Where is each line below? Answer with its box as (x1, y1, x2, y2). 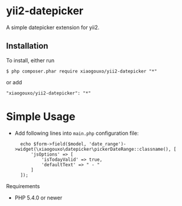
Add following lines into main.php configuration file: (14, 129, 139, 137)
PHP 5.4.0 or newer (14, 194, 63, 201)
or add (6, 78, 22, 85)
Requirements (6, 182, 40, 189)
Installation (6, 41, 48, 51)
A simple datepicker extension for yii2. (6, 24, 100, 31)
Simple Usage (6, 110, 76, 123)
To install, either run (6, 56, 55, 64)
